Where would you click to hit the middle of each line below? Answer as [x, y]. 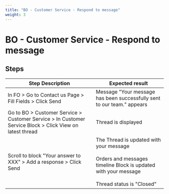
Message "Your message [125, 91]
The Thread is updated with [128, 139]
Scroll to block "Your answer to [44, 156]
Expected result [129, 83]
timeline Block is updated [125, 165]
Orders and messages [122, 159]
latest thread [23, 131]
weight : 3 [16, 15]
